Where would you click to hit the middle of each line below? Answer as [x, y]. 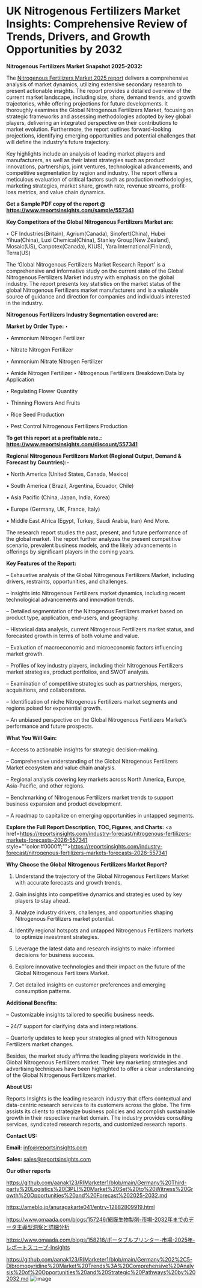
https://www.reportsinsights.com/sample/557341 [70, 210]
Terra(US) [19, 253]
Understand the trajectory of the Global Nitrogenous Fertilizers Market [102, 876]
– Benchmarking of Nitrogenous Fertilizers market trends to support [90, 797]
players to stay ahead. [42, 900]
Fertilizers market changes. [40, 1044]
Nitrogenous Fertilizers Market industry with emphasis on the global [90, 277]
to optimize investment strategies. [57, 936]
